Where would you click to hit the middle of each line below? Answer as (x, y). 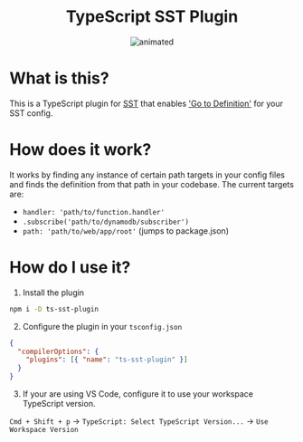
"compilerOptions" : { (58, 351)
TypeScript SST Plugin (152, 17)
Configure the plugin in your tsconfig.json (102, 326)
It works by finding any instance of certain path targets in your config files (147, 175)
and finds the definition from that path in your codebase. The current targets (151, 184)
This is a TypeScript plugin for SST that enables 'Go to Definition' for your (146, 103)
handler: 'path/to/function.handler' (94, 212)
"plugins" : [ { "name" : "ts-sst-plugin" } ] (107, 360)
